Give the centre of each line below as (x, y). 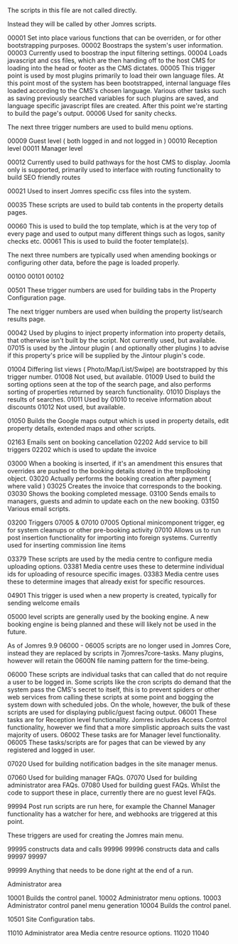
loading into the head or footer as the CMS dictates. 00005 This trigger (111, 68)
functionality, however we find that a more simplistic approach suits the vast (119, 727)
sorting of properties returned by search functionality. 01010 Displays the (114, 392)
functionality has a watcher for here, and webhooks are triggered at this (113, 814)
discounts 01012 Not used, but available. (66, 407)
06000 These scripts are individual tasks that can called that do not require (118, 674)
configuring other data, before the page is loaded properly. (93, 263)
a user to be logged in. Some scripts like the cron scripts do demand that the (119, 682)
